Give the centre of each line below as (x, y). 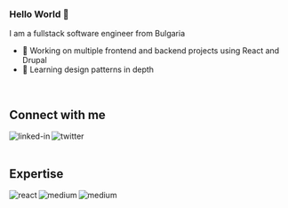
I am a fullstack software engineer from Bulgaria (97, 34)
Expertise (36, 174)
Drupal (34, 60)
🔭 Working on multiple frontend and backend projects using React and (151, 51)
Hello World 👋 (39, 14)
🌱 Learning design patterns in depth (88, 69)
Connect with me (58, 115)
